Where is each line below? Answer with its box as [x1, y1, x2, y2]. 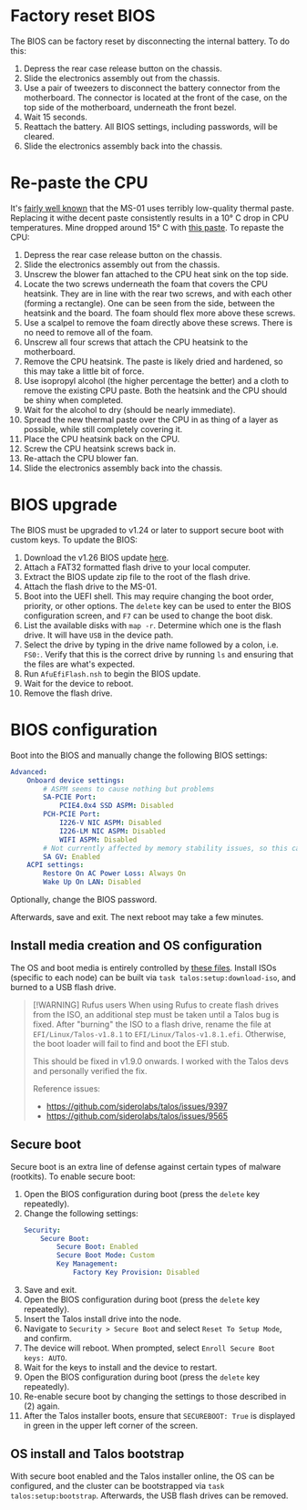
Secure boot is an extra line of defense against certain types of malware [10, 1161, 281, 1172]
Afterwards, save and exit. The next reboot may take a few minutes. [10, 912, 264, 922]
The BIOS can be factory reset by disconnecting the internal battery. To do [10, 36, 291, 47]
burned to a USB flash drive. [10, 981, 117, 992]
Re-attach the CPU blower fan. [23, 452, 139, 463]
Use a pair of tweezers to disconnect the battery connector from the [23, 82, 281, 93]
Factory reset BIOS [10, 5, 156, 26]
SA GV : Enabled [43, 852, 101, 862]
